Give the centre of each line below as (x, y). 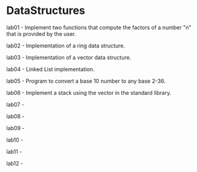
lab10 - (15, 140)
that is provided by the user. (41, 33)
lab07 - (15, 105)
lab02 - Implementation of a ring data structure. (66, 46)
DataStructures (46, 11)
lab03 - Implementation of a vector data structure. (69, 57)
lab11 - (14, 151)
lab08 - (15, 116)
